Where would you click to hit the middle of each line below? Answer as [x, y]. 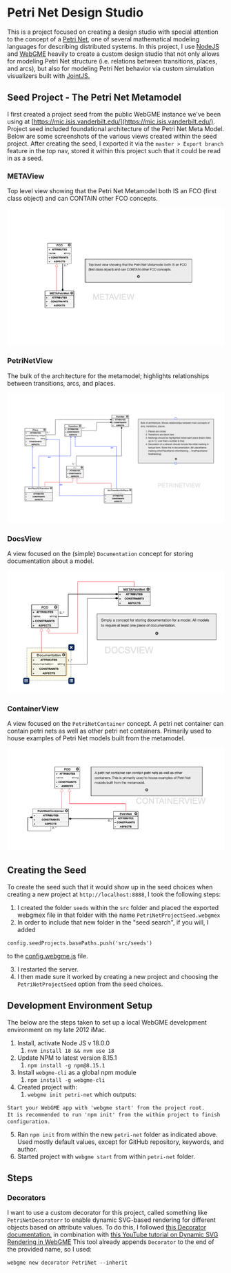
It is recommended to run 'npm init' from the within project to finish [114, 1115]
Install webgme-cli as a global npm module [77, 1072]
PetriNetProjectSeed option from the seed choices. [90, 984]
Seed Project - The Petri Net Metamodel [94, 98]
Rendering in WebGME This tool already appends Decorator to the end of [111, 1242]
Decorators [27, 1197]
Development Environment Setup [80, 1006]
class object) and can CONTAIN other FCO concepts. [83, 199]
